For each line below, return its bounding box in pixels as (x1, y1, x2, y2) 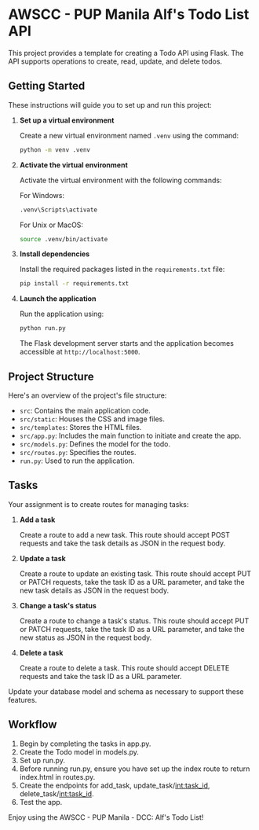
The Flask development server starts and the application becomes (19, 339, 234, 348)
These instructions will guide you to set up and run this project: (8, 100, 212, 109)
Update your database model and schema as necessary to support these (8, 686, 244, 696)
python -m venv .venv (19, 145, 90, 154)
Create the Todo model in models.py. (19, 747, 140, 756)
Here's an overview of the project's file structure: (8, 391, 167, 400)
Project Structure (8, 369, 94, 383)
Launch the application (19, 294, 97, 303)
